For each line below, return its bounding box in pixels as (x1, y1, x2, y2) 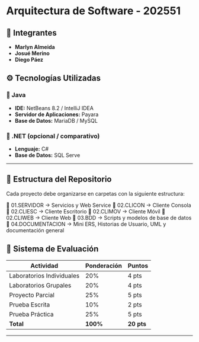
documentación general (6, 226, 65, 234)
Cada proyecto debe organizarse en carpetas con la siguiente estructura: (6, 190, 185, 197)
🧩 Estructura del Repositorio (6, 174, 112, 184)
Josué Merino (14, 50, 50, 57)
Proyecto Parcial (9, 290, 55, 299)
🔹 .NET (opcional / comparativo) (6, 132, 100, 140)
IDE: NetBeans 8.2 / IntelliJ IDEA (14, 104, 94, 111)
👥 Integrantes (6, 28, 57, 38)
